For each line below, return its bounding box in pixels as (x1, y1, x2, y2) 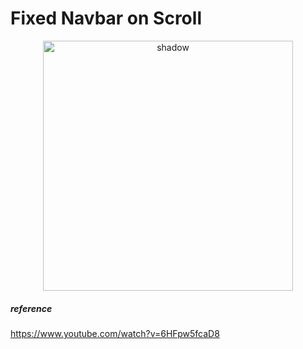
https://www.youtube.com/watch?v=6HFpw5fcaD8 (10, 327, 220, 339)
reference (10, 302, 53, 314)
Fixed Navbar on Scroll (10, 7, 202, 30)
